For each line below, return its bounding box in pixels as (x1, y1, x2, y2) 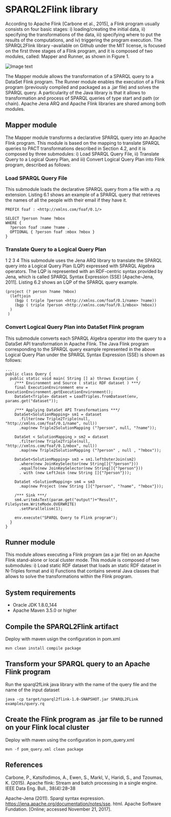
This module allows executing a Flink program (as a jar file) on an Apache (5, 552, 160, 558)
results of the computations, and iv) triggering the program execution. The (5, 37, 162, 43)
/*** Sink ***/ (14, 493, 47, 498)
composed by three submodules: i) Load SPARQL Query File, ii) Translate (5, 150, 160, 157)
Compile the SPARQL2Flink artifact (5, 622, 119, 631)
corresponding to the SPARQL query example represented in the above (5, 346, 155, 352)
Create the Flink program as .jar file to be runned (5, 715, 163, 724)
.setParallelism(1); (18, 506, 63, 511)
